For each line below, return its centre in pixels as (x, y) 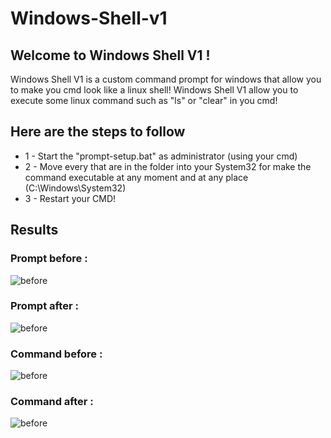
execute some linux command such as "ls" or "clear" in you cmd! (144, 100)
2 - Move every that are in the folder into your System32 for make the (168, 166)
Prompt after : (44, 306)
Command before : (56, 354)
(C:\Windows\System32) (75, 188)
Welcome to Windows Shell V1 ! (110, 55)
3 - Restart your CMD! (70, 198)
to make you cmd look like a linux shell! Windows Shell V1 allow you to (154, 90)
